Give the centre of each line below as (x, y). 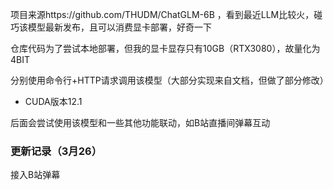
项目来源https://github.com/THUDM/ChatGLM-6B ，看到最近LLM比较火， (162, 14)
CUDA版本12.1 (53, 101)
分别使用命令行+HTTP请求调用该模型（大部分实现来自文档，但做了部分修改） (169, 80)
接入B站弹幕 (35, 175)
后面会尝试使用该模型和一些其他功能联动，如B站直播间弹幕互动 (140, 122)
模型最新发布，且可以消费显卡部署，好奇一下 (119, 27)
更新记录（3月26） (56, 151)
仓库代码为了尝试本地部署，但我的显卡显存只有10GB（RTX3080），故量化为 (165, 48)
